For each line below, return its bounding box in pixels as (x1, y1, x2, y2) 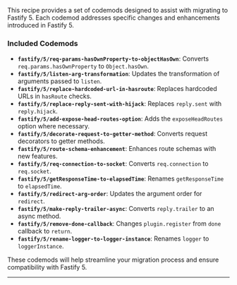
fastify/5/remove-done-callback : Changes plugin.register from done (17, 219, 221, 228)
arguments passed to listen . (17, 77, 102, 85)
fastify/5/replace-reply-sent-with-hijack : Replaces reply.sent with (17, 99, 222, 108)
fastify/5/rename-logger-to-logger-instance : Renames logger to (17, 234, 209, 243)
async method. (17, 212, 61, 221)
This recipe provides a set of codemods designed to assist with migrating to (7, 6, 228, 14)
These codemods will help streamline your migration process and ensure (7, 255, 219, 264)
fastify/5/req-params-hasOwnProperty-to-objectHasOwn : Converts (17, 54, 209, 63)
